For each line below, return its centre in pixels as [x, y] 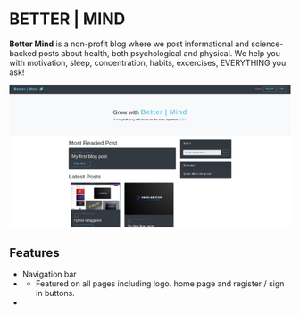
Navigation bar [50, 274]
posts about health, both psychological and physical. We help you [160, 53]
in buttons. [55, 293]
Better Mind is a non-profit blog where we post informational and [129, 44]
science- [267, 44]
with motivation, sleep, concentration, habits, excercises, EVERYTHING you [148, 62]
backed [23, 53]
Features [34, 253]
